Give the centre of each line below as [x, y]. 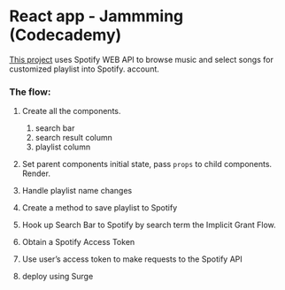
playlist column [63, 147]
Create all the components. [71, 111]
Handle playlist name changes [77, 191]
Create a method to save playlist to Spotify [100, 208]
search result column [73, 138]
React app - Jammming [96, 16]
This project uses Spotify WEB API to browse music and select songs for [142, 59]
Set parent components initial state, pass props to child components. [147, 164]
